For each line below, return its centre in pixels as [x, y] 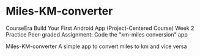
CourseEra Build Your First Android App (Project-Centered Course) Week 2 [100, 28]
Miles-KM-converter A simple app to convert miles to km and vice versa [96, 46]
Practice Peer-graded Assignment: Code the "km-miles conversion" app [97, 34]
